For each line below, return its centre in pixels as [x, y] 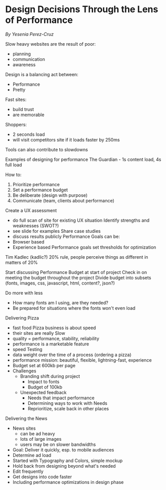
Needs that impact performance [61, 398]
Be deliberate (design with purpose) [50, 195]
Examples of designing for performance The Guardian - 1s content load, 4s [83, 159]
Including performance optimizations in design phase [68, 482]
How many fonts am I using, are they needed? [60, 302]
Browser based [28, 241]
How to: [13, 174]
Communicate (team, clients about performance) [64, 200]
